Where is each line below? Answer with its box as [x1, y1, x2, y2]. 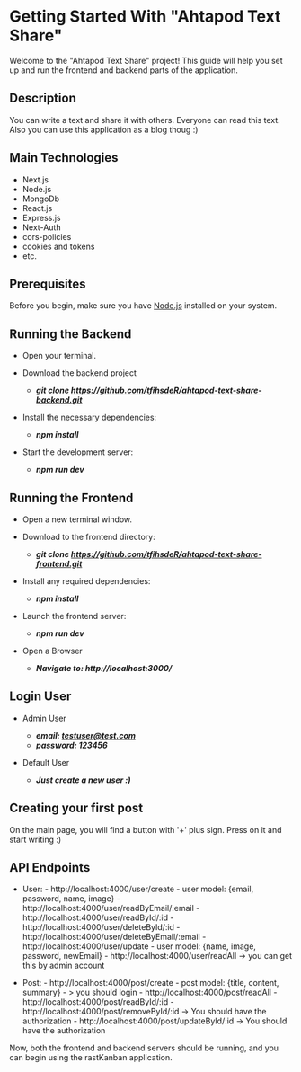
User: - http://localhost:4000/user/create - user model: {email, [22, 883, 254, 895]
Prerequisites [9, 276, 86, 291]
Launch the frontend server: [22, 611, 127, 621]
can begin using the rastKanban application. [9, 1052, 173, 1063]
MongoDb [22, 193, 60, 204]
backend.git [35, 394, 83, 405]
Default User [22, 757, 70, 767]
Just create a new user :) [35, 775, 131, 785]
